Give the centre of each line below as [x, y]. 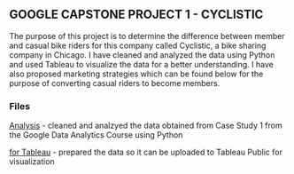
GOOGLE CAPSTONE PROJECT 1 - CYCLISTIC [136, 15]
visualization [32, 162]
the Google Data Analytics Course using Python [96, 135]
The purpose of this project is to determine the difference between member [147, 36]
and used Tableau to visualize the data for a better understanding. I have [142, 64]
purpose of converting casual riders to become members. [115, 83]
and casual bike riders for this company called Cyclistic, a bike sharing [138, 45]
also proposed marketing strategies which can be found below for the [136, 74]
